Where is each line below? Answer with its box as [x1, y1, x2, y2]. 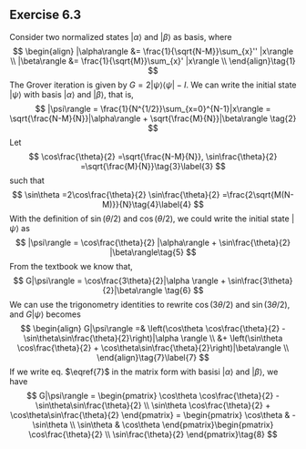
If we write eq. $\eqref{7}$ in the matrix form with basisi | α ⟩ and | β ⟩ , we [9, 366, 279, 377]
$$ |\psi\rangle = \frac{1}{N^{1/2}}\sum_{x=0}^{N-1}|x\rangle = [35, 103, 271, 114]
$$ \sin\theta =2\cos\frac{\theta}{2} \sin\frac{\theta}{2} [12, 189, 220, 199]
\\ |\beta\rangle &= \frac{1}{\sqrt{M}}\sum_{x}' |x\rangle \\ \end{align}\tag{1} [10, 55, 296, 66]
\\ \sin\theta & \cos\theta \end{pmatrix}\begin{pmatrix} [69, 419, 274, 430]
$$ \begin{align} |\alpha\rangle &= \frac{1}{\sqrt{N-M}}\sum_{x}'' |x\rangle [12, 46, 294, 56]
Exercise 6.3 [9, 7, 82, 23]
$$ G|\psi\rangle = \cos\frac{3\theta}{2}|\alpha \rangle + [13, 275, 226, 286]
